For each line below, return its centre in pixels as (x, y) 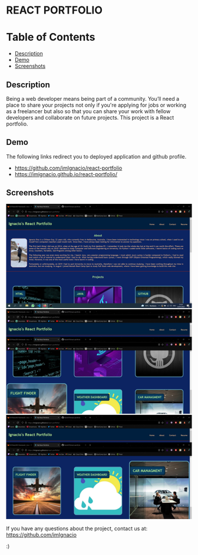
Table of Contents (51, 37)
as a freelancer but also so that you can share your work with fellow (88, 111)
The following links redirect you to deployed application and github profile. (96, 156)
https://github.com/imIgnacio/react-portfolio (68, 168)
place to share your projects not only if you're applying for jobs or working (96, 105)
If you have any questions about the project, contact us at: (77, 528)
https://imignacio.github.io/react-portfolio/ (66, 174)
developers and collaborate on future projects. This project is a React (90, 117)
